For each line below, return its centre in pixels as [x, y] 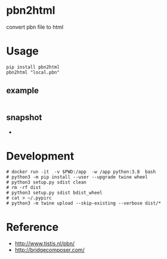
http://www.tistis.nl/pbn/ [45, 243]
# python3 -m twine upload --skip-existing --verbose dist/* [84, 203]
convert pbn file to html [35, 27]
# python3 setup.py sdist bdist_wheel [54, 193]
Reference [32, 227]
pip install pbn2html [33, 67]
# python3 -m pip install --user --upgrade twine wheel [77, 177]
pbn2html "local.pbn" [33, 72]
